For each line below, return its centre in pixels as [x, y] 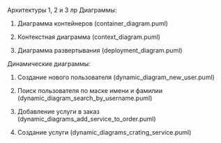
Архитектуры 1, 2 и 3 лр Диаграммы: [62, 10]
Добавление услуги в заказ [58, 111]
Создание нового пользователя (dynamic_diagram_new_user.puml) [116, 77]
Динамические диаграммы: [49, 64]
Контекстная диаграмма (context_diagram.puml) [89, 37]
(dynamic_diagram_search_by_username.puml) [85, 98]
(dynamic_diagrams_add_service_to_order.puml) [86, 119]
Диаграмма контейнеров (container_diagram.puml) [93, 23]
